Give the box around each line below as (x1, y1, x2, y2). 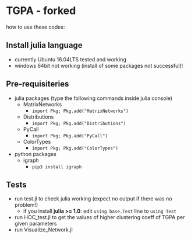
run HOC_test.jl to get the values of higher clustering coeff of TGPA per (14, 214, 185, 221)
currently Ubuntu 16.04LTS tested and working (14, 56, 126, 63)
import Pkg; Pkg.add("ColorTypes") (31, 145, 118, 151)
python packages (14, 150, 56, 157)
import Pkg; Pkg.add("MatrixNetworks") (31, 108, 129, 114)
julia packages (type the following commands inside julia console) (14, 95, 173, 102)
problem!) (14, 202, 38, 209)
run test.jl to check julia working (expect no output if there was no (14, 195, 172, 202)
